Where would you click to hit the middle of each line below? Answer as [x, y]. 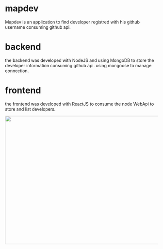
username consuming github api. [38, 27]
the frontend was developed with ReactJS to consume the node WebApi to [80, 104]
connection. [17, 71]
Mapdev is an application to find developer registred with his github [72, 22]
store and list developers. [30, 109]
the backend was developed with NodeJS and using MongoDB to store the [80, 60]
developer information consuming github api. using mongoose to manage [78, 65]
